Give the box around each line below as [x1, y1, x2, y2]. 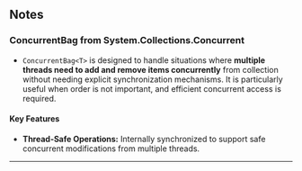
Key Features [9, 113, 60, 124]
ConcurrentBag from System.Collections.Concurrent [9, 34, 245, 47]
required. [22, 93, 57, 103]
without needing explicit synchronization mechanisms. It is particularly [22, 74, 283, 85]
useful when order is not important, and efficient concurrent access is [22, 83, 281, 94]
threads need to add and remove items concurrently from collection [22, 64, 279, 75]
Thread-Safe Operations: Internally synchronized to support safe [22, 133, 266, 144]
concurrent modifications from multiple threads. [22, 143, 200, 154]
